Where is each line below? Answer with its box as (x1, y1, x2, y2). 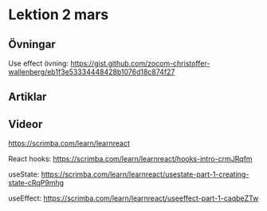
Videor (8, 117, 43, 131)
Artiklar (8, 90, 47, 104)
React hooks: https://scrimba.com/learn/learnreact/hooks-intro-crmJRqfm (8, 154, 253, 164)
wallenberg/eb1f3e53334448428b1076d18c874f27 (8, 67, 175, 77)
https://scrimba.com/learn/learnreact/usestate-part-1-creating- (41, 169, 249, 179)
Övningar (8, 38, 56, 51)
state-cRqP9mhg (8, 178, 65, 188)
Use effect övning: (8, 58, 69, 68)
